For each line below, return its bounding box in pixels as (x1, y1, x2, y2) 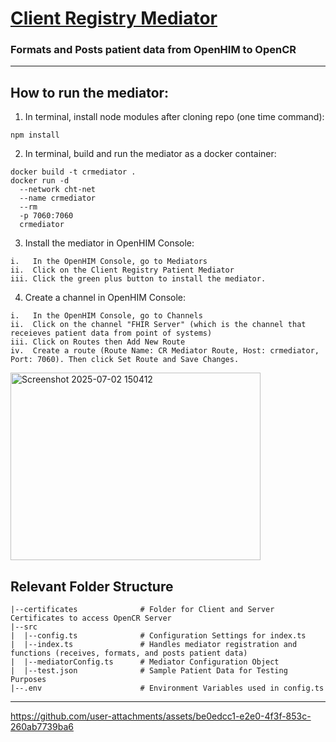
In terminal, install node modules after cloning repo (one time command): (24, 111, 325, 123)
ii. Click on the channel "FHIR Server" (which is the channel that (10, 320, 307, 330)
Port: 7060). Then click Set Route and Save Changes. (10, 355, 240, 365)
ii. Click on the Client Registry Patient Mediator (10, 265, 235, 276)
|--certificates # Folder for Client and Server (10, 605, 275, 615)
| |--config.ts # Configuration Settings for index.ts (10, 631, 307, 641)
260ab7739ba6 (10, 721, 74, 733)
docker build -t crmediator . (10, 167, 137, 177)
